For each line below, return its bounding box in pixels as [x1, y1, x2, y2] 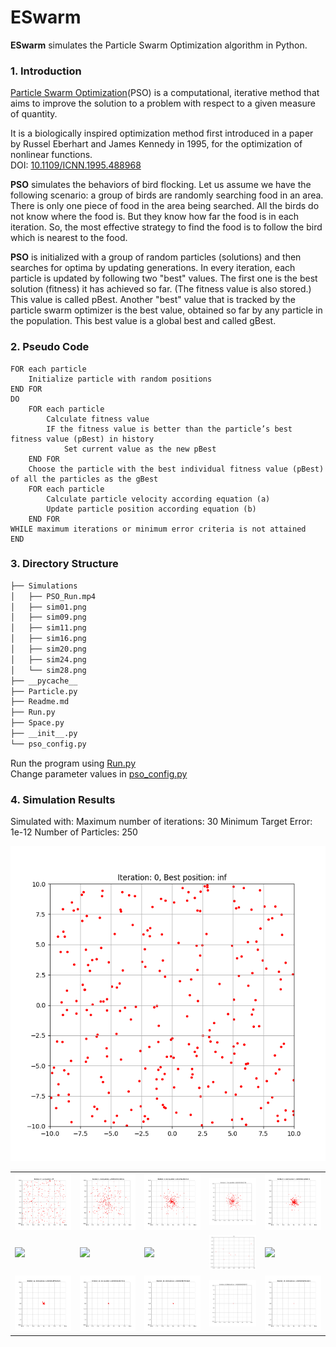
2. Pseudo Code [10, 340, 90, 354]
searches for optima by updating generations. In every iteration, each [10, 262, 296, 274]
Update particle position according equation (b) [46, 504, 257, 514]
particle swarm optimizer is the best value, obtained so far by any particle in [10, 304, 323, 316]
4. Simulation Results [10, 792, 116, 806]
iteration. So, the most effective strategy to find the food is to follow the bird [10, 221, 323, 233]
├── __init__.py [10, 729, 78, 739]
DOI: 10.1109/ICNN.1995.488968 [10, 159, 142, 171]
